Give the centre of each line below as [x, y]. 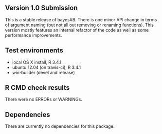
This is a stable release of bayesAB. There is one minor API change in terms [81, 19]
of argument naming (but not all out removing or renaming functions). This [80, 25]
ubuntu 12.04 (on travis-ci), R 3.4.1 [46, 67]
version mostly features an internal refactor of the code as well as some [77, 30]
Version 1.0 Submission [41, 8]
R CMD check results [37, 88]
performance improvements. [34, 35]
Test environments [34, 50]
